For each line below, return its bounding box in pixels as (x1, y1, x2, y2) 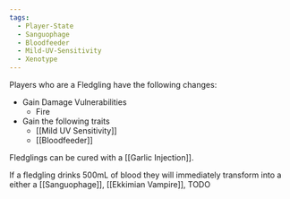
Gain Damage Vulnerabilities (21, 97, 127, 108)
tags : (9, 13, 30, 22)
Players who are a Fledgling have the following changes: (9, 80, 217, 90)
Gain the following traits (21, 116, 110, 126)
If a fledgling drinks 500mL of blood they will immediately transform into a (9, 169, 282, 180)
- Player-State (17, 22, 74, 30)
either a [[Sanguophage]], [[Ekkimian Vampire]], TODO (9, 179, 211, 189)
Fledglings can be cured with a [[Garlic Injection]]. (9, 152, 194, 162)
